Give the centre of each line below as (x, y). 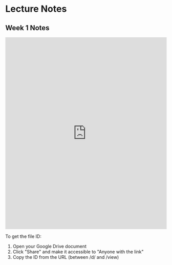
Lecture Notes (36, 9)
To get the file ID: (24, 236)
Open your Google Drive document (50, 246)
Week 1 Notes (27, 28)
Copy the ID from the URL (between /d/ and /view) (66, 257)
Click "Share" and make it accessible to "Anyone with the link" (78, 252)
